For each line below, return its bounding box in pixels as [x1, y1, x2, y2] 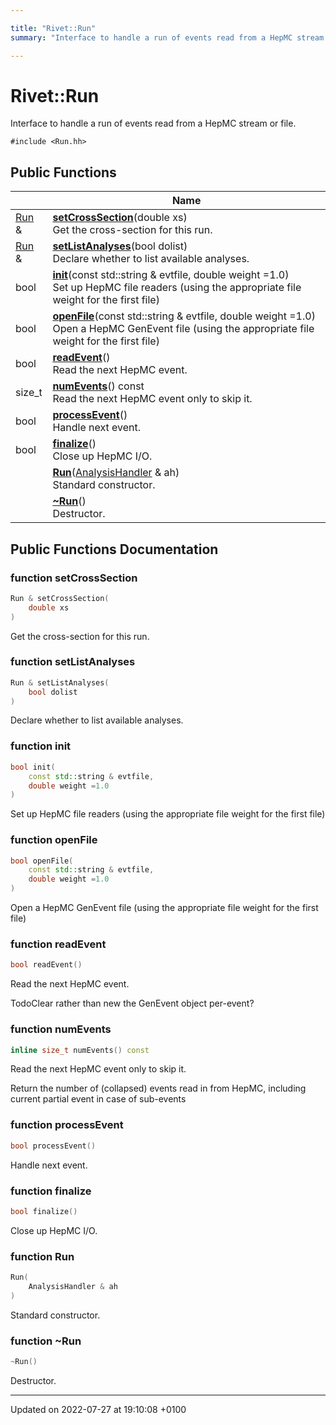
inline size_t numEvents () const [10, 1045, 150, 1055]
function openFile [10, 833, 98, 847]
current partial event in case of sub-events [10, 1093, 187, 1105]
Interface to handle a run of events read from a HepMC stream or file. [10, 117, 297, 130]
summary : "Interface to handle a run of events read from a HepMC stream [10, 32, 325, 43]
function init [10, 739, 72, 753]
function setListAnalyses [10, 655, 136, 669]
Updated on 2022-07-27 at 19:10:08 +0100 [10, 1403, 187, 1415]
